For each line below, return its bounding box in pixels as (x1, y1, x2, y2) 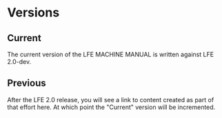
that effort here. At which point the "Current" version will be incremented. (7, 103, 216, 111)
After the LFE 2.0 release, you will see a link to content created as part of (7, 95, 214, 104)
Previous (7, 78, 46, 89)
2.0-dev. (7, 58, 32, 66)
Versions (7, 5, 60, 21)
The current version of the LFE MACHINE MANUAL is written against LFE (7, 50, 214, 58)
